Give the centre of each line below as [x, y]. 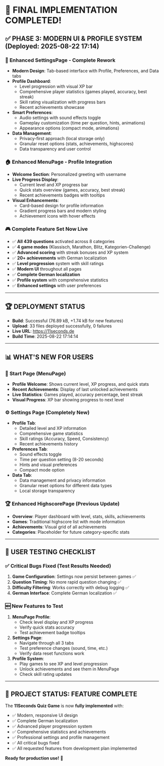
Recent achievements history [49, 444]
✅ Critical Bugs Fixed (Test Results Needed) [58, 566]
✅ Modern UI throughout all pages [47, 269]
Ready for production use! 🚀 [34, 758]
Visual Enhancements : [35, 200]
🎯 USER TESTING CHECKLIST [51, 552]
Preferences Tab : [30, 449]
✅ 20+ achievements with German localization [60, 258]
